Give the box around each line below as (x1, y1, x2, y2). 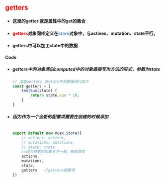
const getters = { (12, 84, 51, 89)
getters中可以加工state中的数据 (12, 43, 78, 49)
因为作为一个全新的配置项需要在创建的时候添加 (12, 113, 108, 119)
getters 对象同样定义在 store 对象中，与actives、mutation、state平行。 (12, 30, 158, 36)
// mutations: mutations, (21, 140, 76, 145)
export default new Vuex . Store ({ (12, 131, 82, 136)
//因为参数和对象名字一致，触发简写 (21, 149, 85, 154)
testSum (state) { (21, 89, 57, 93)
